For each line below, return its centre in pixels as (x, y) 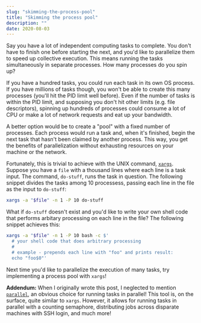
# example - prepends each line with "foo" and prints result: (92, 252)
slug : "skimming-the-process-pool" (51, 12)
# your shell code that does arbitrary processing (76, 241)
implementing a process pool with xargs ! (57, 276)
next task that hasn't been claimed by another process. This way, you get (97, 140)
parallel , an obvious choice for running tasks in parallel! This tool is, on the (100, 294)
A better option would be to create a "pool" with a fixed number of (88, 126)
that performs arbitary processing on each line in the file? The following (95, 218)
